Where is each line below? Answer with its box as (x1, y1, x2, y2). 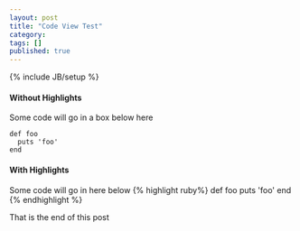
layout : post (9, 13, 59, 23)
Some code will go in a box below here (9, 112, 154, 123)
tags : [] (9, 38, 42, 48)
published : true (9, 47, 70, 56)
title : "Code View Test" (9, 22, 103, 31)
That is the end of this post (9, 211, 110, 222)
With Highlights (9, 164, 70, 175)
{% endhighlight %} (9, 194, 83, 205)
